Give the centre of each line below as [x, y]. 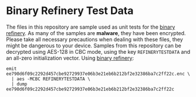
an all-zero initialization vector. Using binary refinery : [70, 58]
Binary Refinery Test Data [70, 11]
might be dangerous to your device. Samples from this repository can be [94, 46]
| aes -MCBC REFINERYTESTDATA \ [51, 79]
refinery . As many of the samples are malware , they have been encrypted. [96, 33]
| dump [19, 84]
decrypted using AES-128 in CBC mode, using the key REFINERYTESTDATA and [98, 51]
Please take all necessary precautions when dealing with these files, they [94, 39]
